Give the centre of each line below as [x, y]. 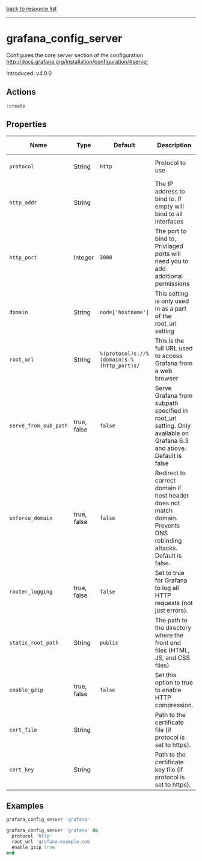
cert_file [23, 730]
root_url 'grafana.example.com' [52, 842]
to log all [167, 588]
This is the [170, 341]
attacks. [166, 548]
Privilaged [169, 246]
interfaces [169, 221]
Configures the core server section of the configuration [75, 55]
